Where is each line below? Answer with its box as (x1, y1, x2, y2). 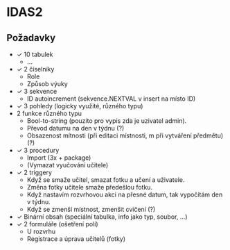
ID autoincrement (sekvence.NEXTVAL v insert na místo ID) (26, 94, 196, 103)
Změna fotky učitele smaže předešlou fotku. (26, 183, 153, 191)
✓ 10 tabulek (16, 50, 53, 58)
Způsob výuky (26, 80, 69, 87)
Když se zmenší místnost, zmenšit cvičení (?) (26, 206, 156, 213)
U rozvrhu (26, 227, 56, 235)
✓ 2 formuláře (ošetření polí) (16, 220, 98, 228)
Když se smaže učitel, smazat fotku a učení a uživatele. (26, 176, 185, 184)
